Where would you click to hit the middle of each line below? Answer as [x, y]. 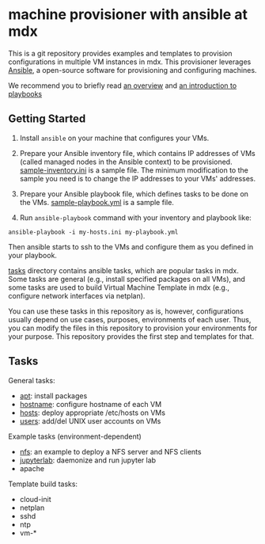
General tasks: [32, 380]
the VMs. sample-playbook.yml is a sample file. [97, 202]
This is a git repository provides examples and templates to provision [120, 53]
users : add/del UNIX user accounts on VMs [90, 420]
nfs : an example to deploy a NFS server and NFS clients [110, 451]
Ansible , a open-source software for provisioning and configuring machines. [132, 70]
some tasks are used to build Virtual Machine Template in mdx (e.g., [119, 287]
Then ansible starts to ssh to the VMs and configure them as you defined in [131, 246]
